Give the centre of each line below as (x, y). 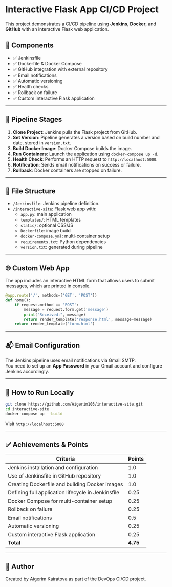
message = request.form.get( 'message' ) (66, 309)
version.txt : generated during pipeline (62, 247)
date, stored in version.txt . (42, 143)
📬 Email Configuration (43, 345)
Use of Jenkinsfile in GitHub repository (55, 476)
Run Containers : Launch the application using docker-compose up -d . (85, 154)
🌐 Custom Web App (38, 268)
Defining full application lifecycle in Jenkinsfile (63, 493)
